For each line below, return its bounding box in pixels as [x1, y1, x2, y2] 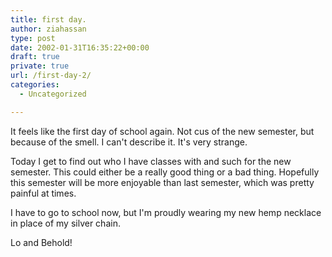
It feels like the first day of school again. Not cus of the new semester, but [10, 125, 315, 137]
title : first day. [10, 14, 87, 25]
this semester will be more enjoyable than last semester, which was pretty [10, 176, 315, 188]
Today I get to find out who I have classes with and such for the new [10, 155, 292, 167]
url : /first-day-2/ [10, 71, 92, 81]
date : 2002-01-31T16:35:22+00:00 [10, 42, 150, 53]
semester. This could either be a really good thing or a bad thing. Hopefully [10, 166, 320, 178]
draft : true [10, 52, 60, 62]
